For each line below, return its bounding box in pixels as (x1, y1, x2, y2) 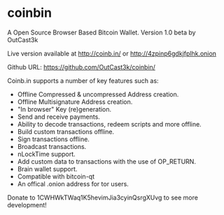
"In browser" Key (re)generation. (17, 105, 112, 113)
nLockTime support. (17, 150, 76, 158)
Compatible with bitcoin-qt (17, 172, 94, 181)
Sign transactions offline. (17, 135, 90, 143)
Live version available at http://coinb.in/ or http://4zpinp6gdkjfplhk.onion (7, 49, 217, 58)
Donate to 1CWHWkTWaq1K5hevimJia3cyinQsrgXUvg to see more (7, 193, 198, 202)
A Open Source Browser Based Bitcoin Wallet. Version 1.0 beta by (7, 28, 196, 37)
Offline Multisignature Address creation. (17, 97, 133, 106)
